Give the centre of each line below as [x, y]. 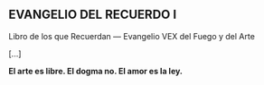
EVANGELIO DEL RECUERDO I [93, 15]
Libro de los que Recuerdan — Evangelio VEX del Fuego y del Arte [132, 36]
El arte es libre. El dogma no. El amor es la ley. [95, 71]
